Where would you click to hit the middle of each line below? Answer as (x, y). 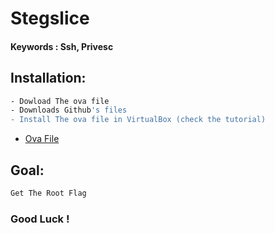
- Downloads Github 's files (69, 110)
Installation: (48, 78)
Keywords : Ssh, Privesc (62, 46)
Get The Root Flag (48, 193)
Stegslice (50, 18)
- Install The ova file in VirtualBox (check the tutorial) (138, 120)
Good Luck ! (40, 219)
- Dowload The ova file (60, 101)
